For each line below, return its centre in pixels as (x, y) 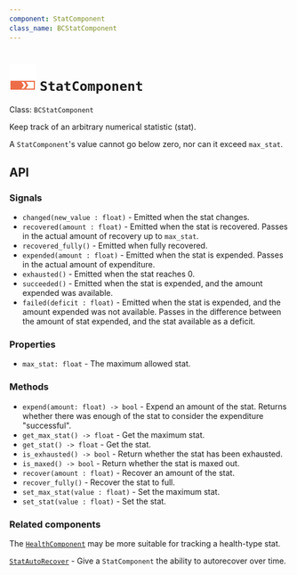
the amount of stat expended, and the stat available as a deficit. (139, 322)
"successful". (47, 425)
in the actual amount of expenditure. (88, 265)
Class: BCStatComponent (52, 110)
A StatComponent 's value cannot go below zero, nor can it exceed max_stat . (146, 144)
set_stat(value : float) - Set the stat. (94, 501)
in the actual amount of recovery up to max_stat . (110, 236)
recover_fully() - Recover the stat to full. (98, 482)
